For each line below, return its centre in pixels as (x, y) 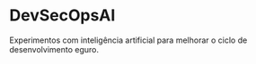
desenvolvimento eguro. (54, 49)
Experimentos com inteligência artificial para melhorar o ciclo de (128, 40)
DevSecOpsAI (62, 16)
